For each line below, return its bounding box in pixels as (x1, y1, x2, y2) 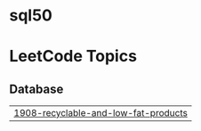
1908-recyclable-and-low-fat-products (13, 107, 189, 119)
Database (9, 81, 64, 96)
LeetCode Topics (9, 46, 138, 67)
